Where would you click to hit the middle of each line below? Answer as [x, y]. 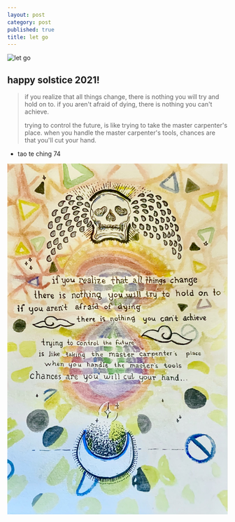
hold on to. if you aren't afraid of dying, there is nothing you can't [118, 105]
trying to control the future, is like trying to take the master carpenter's [126, 126]
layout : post [26, 15]
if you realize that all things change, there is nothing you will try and [122, 97]
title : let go [28, 37]
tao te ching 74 [39, 154]
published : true [31, 29]
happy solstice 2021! [54, 80]
